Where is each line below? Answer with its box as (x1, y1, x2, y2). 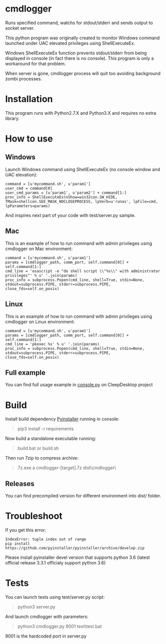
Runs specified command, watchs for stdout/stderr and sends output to (5, 20, 153, 26)
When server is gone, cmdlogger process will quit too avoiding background (5, 70, 160, 76)
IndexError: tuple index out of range (5, 537, 86, 542)
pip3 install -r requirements (17, 426, 74, 432)
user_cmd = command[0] (5, 186, 53, 191)
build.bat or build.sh (17, 445, 59, 451)
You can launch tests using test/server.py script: (5, 594, 105, 600)
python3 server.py (17, 604, 56, 610)
